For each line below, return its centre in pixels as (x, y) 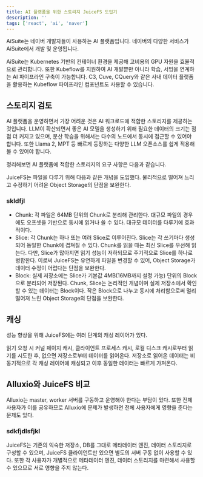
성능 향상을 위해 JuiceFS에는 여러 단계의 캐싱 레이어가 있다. (77, 335)
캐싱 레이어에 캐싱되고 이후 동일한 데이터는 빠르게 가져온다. (108, 363)
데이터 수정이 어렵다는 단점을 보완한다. (60, 268)
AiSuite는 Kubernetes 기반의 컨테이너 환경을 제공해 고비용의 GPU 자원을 (92, 62)
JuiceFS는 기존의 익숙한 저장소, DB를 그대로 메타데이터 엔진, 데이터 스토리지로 (99, 445)
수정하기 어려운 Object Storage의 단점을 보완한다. (72, 185)
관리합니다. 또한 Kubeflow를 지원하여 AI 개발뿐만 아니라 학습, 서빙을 (98, 69)
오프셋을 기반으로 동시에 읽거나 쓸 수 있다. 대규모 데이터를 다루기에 (105, 223)
